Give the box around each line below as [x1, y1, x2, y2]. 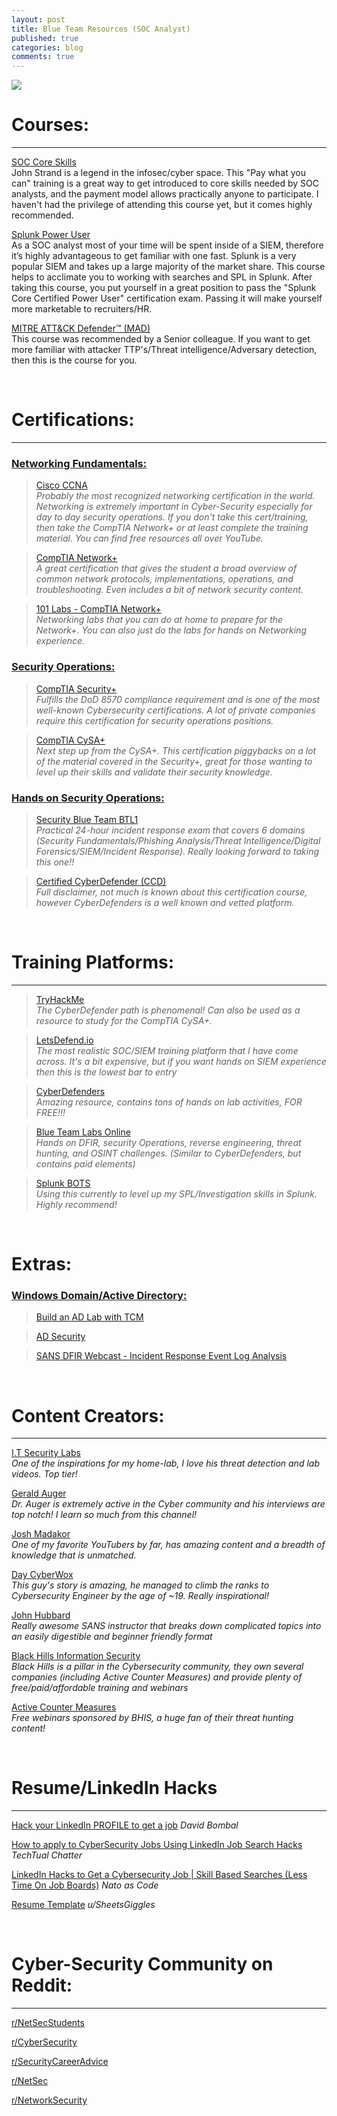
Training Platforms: [11, 951, 174, 974]
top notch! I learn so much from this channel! [11, 1509, 198, 1521]
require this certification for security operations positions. [35, 714, 274, 726]
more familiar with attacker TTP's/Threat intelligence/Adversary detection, [11, 344, 318, 356]
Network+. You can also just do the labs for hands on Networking [35, 624, 307, 636]
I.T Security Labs [11, 1447, 81, 1459]
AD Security [35, 1331, 86, 1343]
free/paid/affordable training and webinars [11, 1682, 189, 1694]
